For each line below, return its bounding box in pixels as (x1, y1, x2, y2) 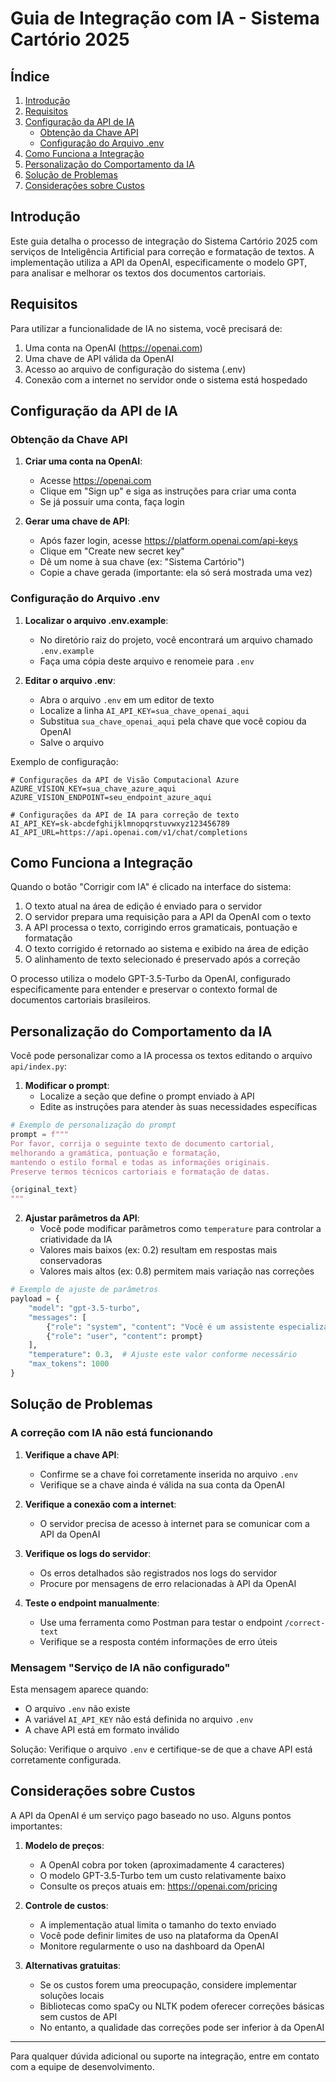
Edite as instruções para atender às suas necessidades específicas (39, 1101, 318, 1113)
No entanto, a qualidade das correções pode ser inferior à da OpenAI (39, 2021, 325, 2033)
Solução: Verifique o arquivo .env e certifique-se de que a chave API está (10, 1743, 313, 1755)
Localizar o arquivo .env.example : (24, 614, 169, 626)
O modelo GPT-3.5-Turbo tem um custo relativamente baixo (39, 1869, 287, 1881)
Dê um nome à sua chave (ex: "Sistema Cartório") (39, 556, 245, 568)
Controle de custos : (24, 1899, 109, 1911)
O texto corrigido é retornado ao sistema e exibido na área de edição (24, 943, 309, 955)
